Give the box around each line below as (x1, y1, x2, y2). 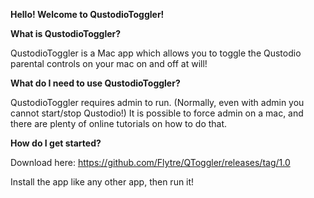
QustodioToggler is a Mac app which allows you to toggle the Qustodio (10, 47, 302, 59)
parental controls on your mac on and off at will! (10, 58, 208, 69)
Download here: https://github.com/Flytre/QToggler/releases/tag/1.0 (10, 157, 291, 168)
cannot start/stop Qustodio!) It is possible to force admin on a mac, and (10, 107, 304, 119)
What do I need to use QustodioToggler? (10, 77, 181, 89)
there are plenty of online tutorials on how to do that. (10, 118, 228, 129)
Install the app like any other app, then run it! (10, 176, 195, 188)
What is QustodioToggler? (10, 28, 122, 39)
